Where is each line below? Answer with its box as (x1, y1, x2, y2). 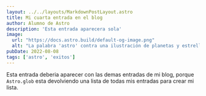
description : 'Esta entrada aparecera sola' (6, 26, 122, 32)
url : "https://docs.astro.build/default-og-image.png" (12, 37, 155, 43)
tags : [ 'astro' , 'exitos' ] (6, 54, 75, 60)
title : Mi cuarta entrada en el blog (6, 15, 103, 21)
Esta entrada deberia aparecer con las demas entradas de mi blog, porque (6, 70, 194, 78)
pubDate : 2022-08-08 (6, 49, 59, 55)
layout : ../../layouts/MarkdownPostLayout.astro (6, 9, 133, 15)
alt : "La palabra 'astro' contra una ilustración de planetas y (12, 43, 180, 49)
